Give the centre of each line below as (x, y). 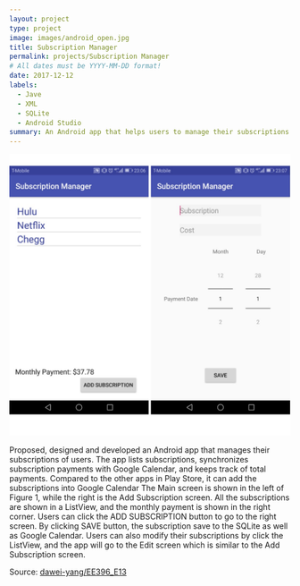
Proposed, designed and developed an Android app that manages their (140, 450)
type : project (36, 28)
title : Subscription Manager (63, 47)
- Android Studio (50, 123)
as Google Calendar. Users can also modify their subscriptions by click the (146, 536)
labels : (24, 85)
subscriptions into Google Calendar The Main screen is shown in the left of (146, 488)
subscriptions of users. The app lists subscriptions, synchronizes (129, 460)
